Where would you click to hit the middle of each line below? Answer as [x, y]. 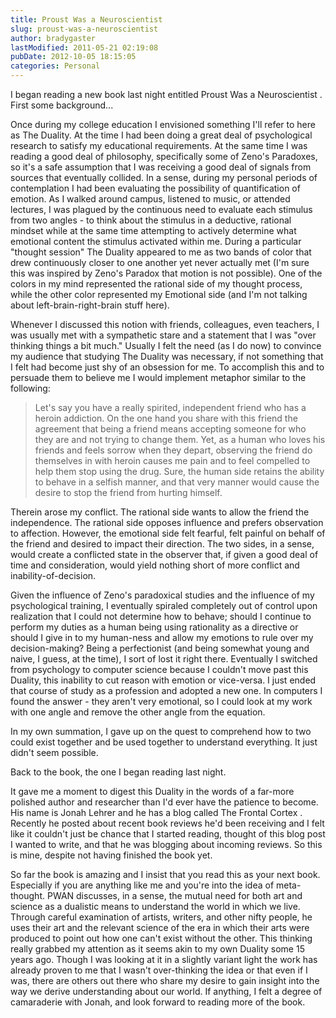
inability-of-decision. [53, 575]
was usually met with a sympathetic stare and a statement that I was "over [163, 335]
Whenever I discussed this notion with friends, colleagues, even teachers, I [165, 324]
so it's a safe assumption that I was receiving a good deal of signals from [161, 167]
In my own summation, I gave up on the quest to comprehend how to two [161, 731]
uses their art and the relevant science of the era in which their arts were [160, 927]
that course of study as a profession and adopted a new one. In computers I [166, 690]
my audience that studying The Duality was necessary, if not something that [167, 356]
